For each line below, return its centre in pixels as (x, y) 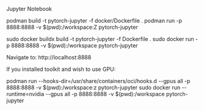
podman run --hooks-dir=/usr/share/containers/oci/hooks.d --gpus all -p (98, 81)
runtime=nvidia (25, 94)
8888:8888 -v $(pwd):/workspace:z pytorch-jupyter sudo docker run (93, 87)
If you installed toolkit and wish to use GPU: (61, 69)
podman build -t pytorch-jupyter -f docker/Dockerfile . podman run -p (94, 20)
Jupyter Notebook (29, 9)
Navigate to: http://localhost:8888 (49, 57)
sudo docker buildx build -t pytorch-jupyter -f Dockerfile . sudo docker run (100, 39)
